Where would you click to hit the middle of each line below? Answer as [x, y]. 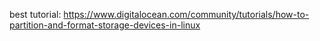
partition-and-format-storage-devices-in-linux [105, 25]
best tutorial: [35, 14]
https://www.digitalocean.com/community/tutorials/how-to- [186, 14]
